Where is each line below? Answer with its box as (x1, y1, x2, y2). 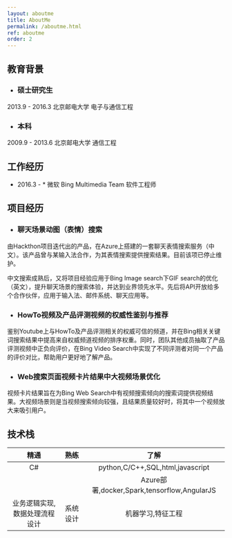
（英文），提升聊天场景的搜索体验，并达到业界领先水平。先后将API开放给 (7, 282, 214, 291)
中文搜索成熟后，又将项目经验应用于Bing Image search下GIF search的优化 (7, 273, 219, 282)
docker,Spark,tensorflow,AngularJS (100, 486, 216, 495)
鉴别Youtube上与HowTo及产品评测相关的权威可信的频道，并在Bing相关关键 (7, 327, 221, 335)
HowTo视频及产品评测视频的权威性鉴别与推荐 (17, 310, 169, 320)
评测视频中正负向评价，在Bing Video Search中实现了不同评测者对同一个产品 (7, 344, 223, 352)
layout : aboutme (7, 10, 54, 17)
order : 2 (7, 36, 32, 43)
